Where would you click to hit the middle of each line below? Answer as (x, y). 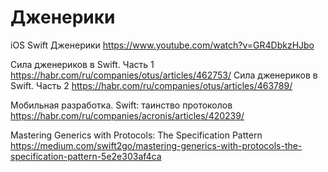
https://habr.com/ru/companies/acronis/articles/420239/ (127, 115)
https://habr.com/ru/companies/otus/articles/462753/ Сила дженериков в (164, 75)
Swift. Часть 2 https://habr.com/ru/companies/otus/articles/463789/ (151, 85)
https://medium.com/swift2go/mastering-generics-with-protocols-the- (156, 145)
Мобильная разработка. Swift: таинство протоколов (121, 105)
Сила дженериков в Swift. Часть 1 (82, 64)
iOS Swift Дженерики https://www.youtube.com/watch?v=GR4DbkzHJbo (162, 45)
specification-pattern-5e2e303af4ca (86, 156)
